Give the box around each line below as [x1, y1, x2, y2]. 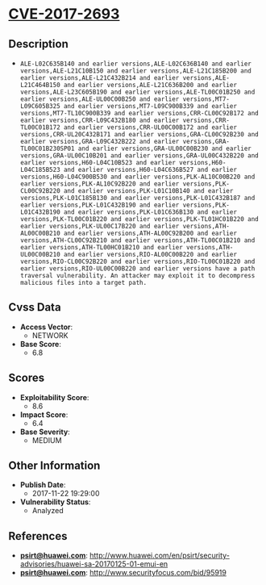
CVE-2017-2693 [8, 5, 120, 23]
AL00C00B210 [19, 229, 60, 237]
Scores [8, 371, 45, 385]
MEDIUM [31, 435, 62, 445]
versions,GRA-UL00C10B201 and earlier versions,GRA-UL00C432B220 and [19, 152, 260, 160]
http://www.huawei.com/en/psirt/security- [89, 550, 230, 561]
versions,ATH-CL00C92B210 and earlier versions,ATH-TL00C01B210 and [19, 236, 256, 244]
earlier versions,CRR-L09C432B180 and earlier [19, 116, 180, 124]
